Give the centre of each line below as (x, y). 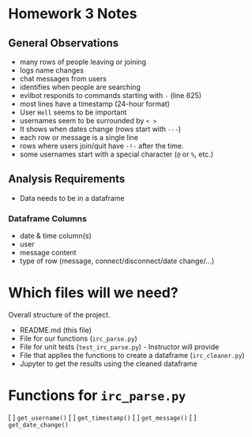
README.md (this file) (56, 330)
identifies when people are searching (80, 87)
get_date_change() (38, 425)
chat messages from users (63, 79)
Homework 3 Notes (73, 14)
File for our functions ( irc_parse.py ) (79, 339)
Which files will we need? (94, 293)
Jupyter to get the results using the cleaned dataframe (108, 364)
